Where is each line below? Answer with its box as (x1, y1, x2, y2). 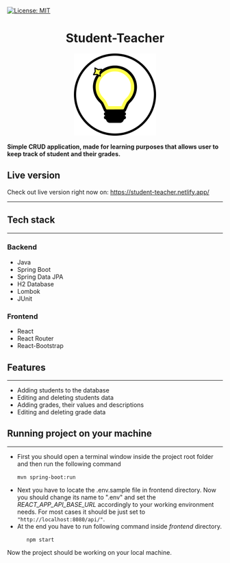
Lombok (16, 287, 41, 295)
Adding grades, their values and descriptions (16, 401, 144, 409)
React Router (16, 334, 54, 342)
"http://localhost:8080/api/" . (16, 514, 105, 523)
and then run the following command (16, 460, 121, 468)
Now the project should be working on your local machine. (7, 548, 172, 556)
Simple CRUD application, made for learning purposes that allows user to (7, 142, 219, 151)
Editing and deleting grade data (16, 408, 106, 416)
